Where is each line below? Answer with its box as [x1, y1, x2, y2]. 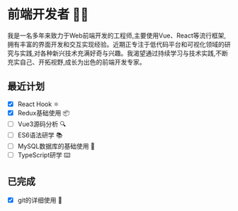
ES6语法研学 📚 [17, 130, 63, 139]
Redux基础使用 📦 [17, 108, 70, 117]
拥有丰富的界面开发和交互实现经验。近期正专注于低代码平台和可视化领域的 [7, 40, 225, 48]
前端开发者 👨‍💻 [7, 6, 89, 23]
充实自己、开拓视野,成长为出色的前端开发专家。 [7, 57, 147, 66]
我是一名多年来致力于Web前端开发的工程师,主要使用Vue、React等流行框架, [7, 31, 227, 40]
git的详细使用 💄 [17, 195, 62, 204]
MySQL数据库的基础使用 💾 [17, 142, 96, 150]
